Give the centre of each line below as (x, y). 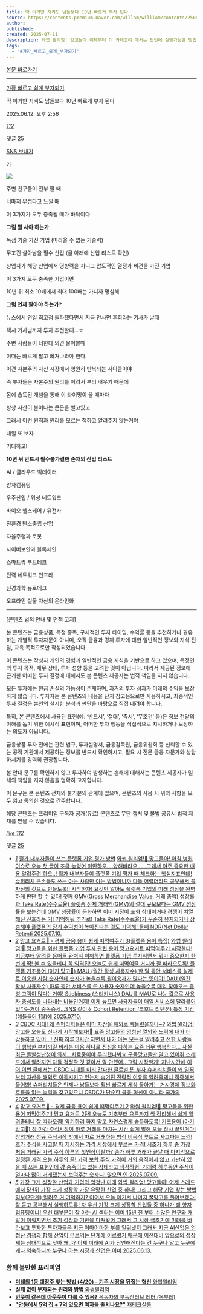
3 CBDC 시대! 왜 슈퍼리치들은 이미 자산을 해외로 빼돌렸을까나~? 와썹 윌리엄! (105, 1024)
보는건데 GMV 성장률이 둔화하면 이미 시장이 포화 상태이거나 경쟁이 (104, 911)
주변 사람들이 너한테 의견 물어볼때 (46, 343)
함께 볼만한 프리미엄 (34, 1267)
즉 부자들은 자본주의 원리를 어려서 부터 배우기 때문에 (67, 381)
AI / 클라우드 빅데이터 (32, 472)
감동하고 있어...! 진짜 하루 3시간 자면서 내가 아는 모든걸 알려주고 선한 (95, 1039)
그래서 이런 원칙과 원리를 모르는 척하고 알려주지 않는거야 (72, 420)
